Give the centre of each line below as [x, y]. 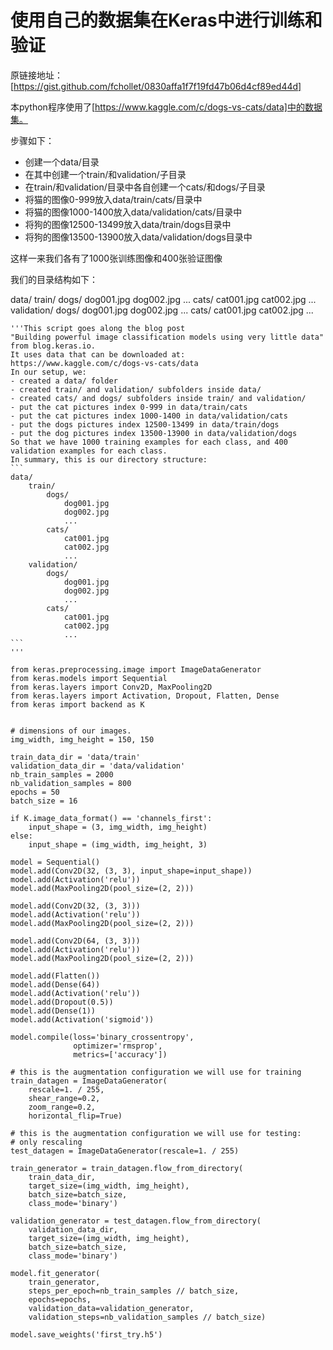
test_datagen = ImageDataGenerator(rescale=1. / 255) [125, 1151]
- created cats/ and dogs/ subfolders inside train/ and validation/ [158, 398]
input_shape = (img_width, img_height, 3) [118, 844]
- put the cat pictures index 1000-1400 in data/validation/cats [149, 416]
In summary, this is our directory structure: [109, 459]
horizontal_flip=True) [75, 1116]
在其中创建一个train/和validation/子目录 [105, 174]
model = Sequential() [55, 862]
